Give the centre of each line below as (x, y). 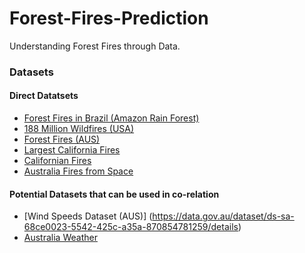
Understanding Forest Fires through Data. (95, 46)
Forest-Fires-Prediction (109, 18)
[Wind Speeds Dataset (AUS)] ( (88, 216)
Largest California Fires (72, 150)
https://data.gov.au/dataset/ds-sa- (223, 216)
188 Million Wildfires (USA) (79, 129)
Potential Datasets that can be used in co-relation (114, 194)
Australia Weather (60, 238)
